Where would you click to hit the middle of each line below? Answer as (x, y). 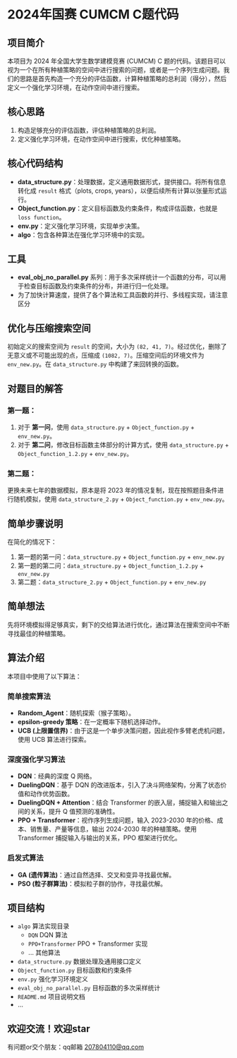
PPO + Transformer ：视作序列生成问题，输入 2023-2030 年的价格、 (117, 820)
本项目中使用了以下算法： (44, 676)
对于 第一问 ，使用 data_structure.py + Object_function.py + (106, 427)
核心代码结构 (35, 163)
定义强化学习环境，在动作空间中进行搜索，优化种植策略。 (101, 139)
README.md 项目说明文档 (51, 997)
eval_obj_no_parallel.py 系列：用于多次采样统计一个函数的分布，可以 (119, 277)
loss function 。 (41, 217)
